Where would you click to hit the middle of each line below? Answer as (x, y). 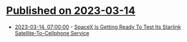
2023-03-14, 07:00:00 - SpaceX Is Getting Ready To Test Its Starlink (98, 27)
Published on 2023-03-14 (71, 11)
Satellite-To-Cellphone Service (52, 33)
